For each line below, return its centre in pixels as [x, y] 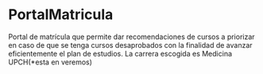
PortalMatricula [61, 15]
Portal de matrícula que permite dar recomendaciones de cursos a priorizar [132, 37]
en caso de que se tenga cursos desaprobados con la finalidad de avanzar [130, 45]
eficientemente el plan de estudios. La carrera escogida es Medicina [120, 53]
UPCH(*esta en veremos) [50, 62]
